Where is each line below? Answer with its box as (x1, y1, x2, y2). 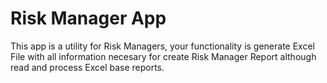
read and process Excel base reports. (10, 61, 165, 73)
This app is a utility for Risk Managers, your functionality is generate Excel (10, 40, 315, 52)
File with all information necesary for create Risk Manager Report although (10, 50, 317, 62)
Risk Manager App (10, 7, 167, 30)
